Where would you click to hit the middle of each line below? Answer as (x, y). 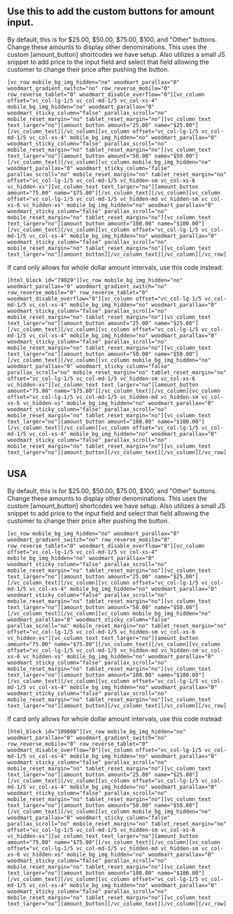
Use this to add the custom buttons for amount (111, 12)
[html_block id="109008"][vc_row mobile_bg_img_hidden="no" (97, 731)
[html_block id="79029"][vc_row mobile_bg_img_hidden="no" (95, 280)
